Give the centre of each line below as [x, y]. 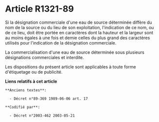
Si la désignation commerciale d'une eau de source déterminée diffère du [79, 22]
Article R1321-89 [39, 9]
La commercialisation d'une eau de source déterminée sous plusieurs [75, 52]
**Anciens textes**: [26, 90]
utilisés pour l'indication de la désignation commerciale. [61, 43]
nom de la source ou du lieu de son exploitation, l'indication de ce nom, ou [79, 27]
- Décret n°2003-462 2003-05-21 [42, 115]
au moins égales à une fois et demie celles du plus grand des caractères [78, 38]
